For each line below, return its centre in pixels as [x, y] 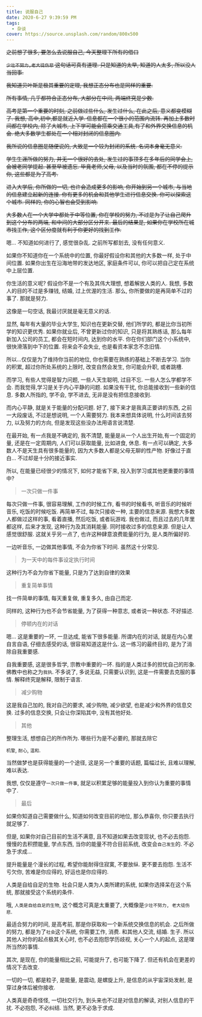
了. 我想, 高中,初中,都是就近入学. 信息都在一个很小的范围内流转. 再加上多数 [98, 119]
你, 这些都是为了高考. [32, 174]
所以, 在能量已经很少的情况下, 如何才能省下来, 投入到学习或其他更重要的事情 [100, 471]
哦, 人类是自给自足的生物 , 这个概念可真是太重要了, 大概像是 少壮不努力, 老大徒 [96, 905]
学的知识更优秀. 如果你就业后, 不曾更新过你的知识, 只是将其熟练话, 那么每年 [99, 331]
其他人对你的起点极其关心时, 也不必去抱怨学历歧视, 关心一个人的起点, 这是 [98, 939]
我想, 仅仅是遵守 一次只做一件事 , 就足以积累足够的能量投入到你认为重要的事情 [99, 783]
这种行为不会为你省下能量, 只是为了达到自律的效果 [68, 572]
